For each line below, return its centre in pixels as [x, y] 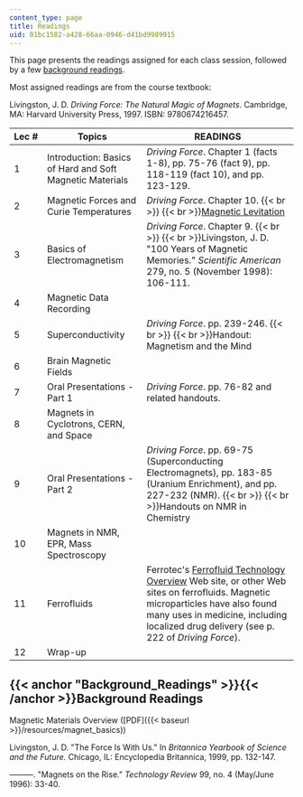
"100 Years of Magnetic [197, 249]
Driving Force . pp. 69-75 [200, 450]
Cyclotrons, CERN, [86, 424]
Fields [60, 372]
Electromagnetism [85, 260]
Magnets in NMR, [83, 532]
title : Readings [40, 26]
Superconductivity [86, 335]
